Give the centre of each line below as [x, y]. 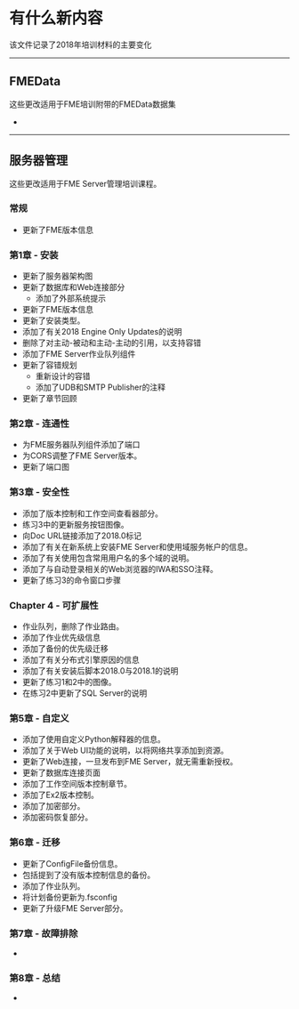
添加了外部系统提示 [71, 298]
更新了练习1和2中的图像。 [69, 682]
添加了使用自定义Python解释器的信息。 [94, 739]
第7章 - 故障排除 [44, 933]
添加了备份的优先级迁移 [65, 649]
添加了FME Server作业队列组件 [79, 354]
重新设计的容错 [63, 376]
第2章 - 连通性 [39, 424]
